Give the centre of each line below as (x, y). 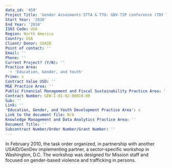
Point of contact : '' (28, 48)
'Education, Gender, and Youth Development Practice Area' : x (73, 110)
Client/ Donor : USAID (28, 44)
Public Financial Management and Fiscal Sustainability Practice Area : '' (87, 91)
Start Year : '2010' (26, 19)
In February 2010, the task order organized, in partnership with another (80, 143)
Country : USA (19, 39)
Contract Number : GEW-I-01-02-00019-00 (48, 96)
